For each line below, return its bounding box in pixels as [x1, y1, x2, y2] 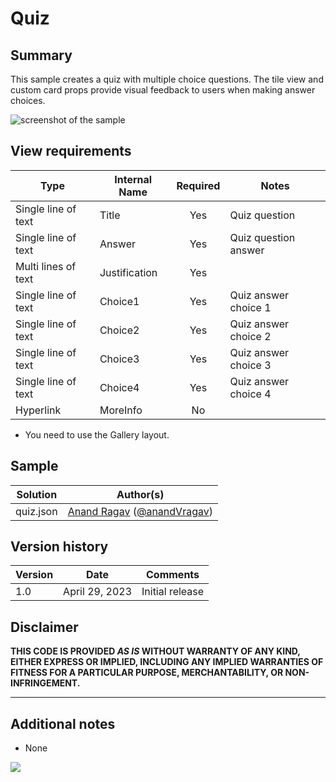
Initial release [141, 585, 205, 599]
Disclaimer [10, 618, 79, 636]
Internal [114, 172, 153, 186]
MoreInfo [99, 403, 143, 417]
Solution [16, 487, 58, 501]
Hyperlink [15, 403, 62, 417]
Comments [146, 568, 200, 582]
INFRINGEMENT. [10, 677, 81, 689]
